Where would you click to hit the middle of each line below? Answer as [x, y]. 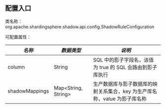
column [16, 67]
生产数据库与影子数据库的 [123, 84]
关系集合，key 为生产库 [125, 91]
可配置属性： [18, 37]
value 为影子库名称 [125, 99]
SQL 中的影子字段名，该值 [124, 60]
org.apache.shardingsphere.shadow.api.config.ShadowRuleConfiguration [80, 27]
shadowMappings [28, 91]
